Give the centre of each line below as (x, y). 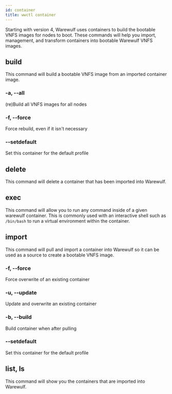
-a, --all (15, 93)
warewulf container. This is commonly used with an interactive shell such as (86, 215)
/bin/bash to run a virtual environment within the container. (68, 221)
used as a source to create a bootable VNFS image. (60, 255)
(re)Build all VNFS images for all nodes (46, 104)
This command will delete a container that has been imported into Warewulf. (86, 182)
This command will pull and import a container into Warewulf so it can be (82, 249)
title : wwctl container (31, 15)
